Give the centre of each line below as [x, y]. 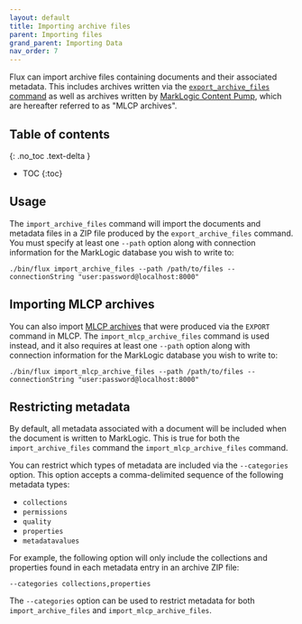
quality [37, 522]
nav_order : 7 [34, 51]
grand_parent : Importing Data [66, 43]
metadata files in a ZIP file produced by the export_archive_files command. [151, 233]
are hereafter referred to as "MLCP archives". [93, 106]
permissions [45, 512]
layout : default [40, 18]
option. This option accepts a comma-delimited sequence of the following [146, 475]
